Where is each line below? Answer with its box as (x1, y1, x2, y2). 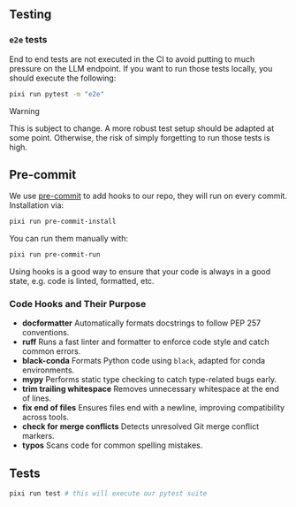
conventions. (21, 327, 70, 338)
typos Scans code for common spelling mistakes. (21, 440, 203, 450)
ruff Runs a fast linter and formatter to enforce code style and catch (21, 336, 269, 348)
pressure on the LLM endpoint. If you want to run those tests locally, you (9, 63, 273, 73)
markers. (21, 431, 55, 442)
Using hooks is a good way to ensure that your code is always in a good (9, 266, 271, 277)
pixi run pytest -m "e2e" (9, 89, 104, 98)
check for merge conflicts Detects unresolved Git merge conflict (21, 421, 259, 432)
